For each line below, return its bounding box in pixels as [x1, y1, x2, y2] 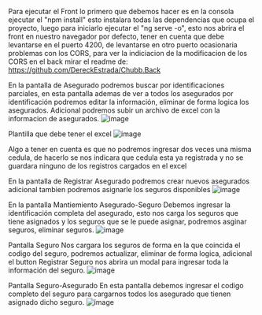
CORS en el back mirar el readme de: [8, 57, 128, 66]
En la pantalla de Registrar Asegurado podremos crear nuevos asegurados [8, 176, 250, 186]
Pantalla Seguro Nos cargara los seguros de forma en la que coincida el [8, 240, 241, 250]
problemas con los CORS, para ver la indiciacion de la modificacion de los [8, 49, 248, 57]
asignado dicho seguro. [8, 298, 85, 306]
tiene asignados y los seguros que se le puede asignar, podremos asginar [8, 217, 247, 226]
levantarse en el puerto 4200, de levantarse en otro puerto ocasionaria [8, 40, 238, 50]
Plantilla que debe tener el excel [8, 129, 112, 139]
